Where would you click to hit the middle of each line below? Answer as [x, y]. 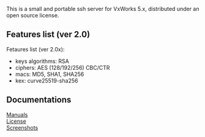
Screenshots [22, 127]
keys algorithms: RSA [42, 61]
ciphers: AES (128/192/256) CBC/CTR [62, 67]
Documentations [39, 100]
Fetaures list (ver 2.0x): [35, 49]
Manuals [17, 114]
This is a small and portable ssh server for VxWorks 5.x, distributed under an [103, 9]
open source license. [33, 15]
